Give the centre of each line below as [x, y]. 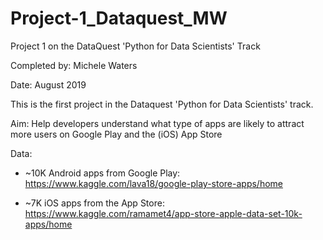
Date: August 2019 [48, 84]
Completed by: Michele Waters [74, 65]
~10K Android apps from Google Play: [102, 173]
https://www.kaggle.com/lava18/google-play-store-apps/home [153, 183]
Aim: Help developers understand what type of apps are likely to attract [157, 123]
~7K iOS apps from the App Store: [94, 203]
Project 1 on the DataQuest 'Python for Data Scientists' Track [135, 46]
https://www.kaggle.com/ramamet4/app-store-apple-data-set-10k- [163, 213]
